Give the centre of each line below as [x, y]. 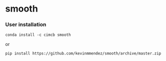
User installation [26, 25]
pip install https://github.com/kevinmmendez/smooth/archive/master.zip [83, 53]
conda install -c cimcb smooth [38, 35]
